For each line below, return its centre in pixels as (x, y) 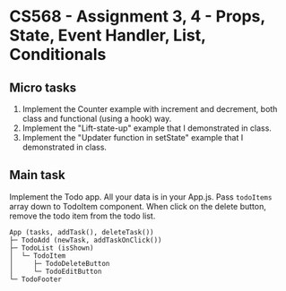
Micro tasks (43, 87)
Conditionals (58, 55)
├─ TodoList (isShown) (52, 248)
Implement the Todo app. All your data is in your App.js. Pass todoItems (141, 197)
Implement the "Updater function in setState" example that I (133, 137)
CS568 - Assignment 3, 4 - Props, (138, 17)
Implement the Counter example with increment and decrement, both (150, 109)
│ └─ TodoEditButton (56, 271)
